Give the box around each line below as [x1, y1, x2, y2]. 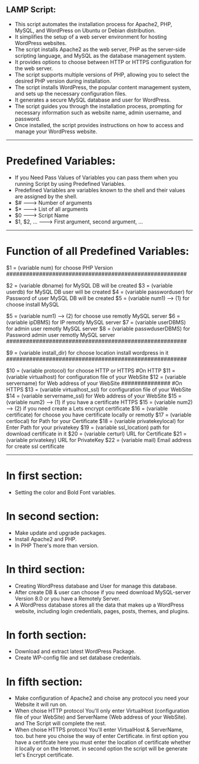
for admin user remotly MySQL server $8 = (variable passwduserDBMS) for [6, 325, 191, 332]
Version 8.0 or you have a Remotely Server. [14, 595, 120, 602]
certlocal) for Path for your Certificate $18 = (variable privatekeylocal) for [6, 417, 185, 424]
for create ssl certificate [6, 443, 65, 450]
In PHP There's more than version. [14, 542, 99, 549]
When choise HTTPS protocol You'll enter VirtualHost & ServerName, [14, 726, 184, 733]
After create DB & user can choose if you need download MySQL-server [14, 588, 191, 596]
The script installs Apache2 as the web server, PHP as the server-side [14, 46, 186, 53]
